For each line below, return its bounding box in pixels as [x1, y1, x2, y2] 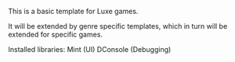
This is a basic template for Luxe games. [8, 7, 139, 15]
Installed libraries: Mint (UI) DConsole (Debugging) [8, 45, 172, 53]
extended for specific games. [8, 30, 103, 39]
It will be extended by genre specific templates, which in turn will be [8, 22, 228, 30]
